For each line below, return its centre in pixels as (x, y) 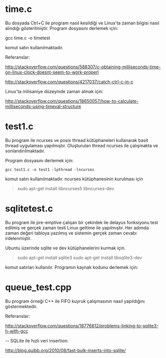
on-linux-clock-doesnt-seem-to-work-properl (52, 72)
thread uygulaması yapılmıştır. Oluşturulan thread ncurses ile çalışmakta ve (82, 145)
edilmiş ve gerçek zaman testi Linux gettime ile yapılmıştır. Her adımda (77, 228)
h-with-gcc (17, 331)
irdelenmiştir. (18, 238)
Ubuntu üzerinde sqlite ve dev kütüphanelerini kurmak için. (65, 248)
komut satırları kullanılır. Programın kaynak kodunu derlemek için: (72, 267)
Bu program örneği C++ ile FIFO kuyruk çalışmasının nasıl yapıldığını (75, 301)
